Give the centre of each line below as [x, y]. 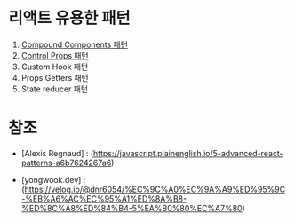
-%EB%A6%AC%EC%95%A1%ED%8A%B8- [104, 198]
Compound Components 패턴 [74, 44]
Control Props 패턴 [55, 55]
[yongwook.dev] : [53, 179]
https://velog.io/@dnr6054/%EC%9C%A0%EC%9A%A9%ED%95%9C [155, 189]
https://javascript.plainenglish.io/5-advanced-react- [188, 153]
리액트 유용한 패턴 [69, 18]
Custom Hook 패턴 [55, 67]
